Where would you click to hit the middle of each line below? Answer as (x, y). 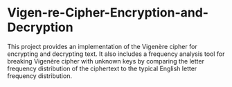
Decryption (41, 27)
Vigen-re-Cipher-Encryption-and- (108, 13)
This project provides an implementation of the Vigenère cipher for (102, 46)
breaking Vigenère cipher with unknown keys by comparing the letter (106, 61)
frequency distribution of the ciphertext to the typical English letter (102, 68)
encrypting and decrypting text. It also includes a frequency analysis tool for (116, 54)
